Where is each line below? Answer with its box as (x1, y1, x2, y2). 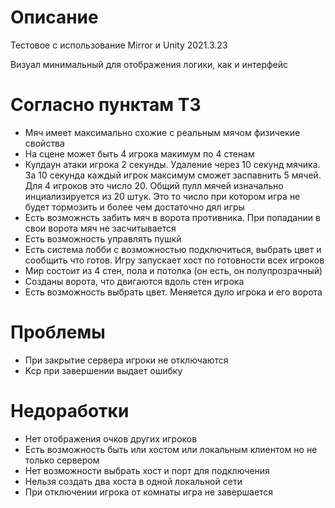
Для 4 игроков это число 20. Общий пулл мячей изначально (24, 179, 284, 191)
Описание (10, 6, 99, 29)
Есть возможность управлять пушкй (24, 232, 182, 245)
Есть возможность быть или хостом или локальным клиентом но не (24, 443, 318, 455)
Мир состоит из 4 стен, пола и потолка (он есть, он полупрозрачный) (24, 264, 323, 276)
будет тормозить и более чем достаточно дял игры (24, 201, 245, 213)
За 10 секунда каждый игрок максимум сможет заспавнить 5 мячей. (24, 169, 322, 181)
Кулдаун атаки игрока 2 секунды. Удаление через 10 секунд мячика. (24, 158, 321, 170)
